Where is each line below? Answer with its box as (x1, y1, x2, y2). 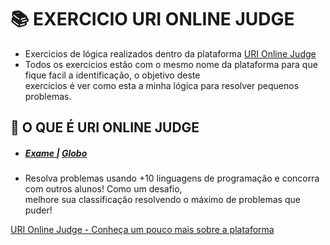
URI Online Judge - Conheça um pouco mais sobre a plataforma (10, 224, 275, 236)
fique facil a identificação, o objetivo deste (24, 69, 201, 81)
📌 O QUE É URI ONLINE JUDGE (10, 119, 200, 136)
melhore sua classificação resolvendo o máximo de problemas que (24, 194, 301, 206)
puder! (24, 204, 53, 216)
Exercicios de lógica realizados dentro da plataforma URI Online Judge (24, 47, 317, 60)
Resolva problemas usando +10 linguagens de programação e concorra (24, 172, 320, 185)
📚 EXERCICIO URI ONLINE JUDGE (10, 8, 295, 31)
